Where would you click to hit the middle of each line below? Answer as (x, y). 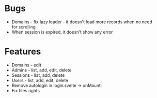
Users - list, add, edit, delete (40, 80)
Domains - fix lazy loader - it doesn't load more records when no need (82, 22)
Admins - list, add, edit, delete (41, 70)
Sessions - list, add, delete (38, 75)
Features (23, 52)
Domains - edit (26, 65)
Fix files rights (25, 90)
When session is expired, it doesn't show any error (62, 32)
